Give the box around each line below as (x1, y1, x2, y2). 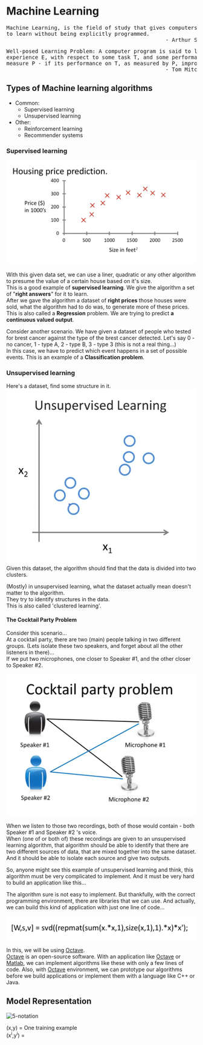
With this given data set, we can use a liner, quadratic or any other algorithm (6, 271, 196, 278)
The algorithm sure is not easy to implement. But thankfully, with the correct (6, 891, 195, 898)
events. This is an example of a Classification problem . (6, 353, 145, 361)
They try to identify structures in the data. (6, 596, 110, 603)
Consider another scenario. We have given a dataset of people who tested (6, 328, 192, 335)
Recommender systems (24, 132, 83, 139)
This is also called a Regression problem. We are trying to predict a (6, 310, 174, 317)
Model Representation (6, 996, 92, 1007)
